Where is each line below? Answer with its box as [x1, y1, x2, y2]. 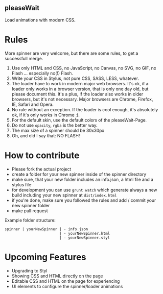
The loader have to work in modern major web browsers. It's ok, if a [11, 80, 149, 86]
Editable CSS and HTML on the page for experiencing [11, 278, 120, 284]
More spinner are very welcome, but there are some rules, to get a [4, 50, 139, 56]
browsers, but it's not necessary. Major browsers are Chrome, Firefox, [11, 96, 153, 102]
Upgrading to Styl [11, 268, 47, 273]
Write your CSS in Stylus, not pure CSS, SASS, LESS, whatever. [11, 75, 139, 81]
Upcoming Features [4, 251, 87, 263]
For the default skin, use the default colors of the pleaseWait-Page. [11, 117, 147, 123]
